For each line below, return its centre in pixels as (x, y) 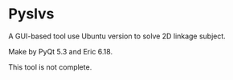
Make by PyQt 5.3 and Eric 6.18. (61, 51)
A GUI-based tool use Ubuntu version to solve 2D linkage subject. (117, 36)
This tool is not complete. (50, 67)
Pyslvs (31, 14)
